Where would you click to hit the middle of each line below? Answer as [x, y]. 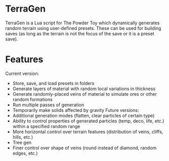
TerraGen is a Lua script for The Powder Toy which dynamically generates [82, 23]
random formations [33, 99]
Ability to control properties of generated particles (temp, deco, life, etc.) [88, 121]
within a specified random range [46, 126]
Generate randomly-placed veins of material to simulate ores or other [85, 94]
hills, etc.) [23, 137]
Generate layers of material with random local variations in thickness [84, 89]
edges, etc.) [25, 153]
